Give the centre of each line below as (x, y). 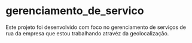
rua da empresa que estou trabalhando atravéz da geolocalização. (87, 33)
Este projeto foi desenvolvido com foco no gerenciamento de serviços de (96, 27)
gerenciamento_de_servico (75, 11)
